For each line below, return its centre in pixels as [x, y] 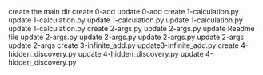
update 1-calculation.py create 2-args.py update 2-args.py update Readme [131, 28]
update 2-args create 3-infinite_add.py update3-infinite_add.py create [124, 45]
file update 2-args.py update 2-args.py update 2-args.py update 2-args [126, 37]
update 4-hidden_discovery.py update [141, 54]
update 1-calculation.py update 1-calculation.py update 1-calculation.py [126, 20]
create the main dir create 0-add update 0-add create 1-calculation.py [124, 12]
